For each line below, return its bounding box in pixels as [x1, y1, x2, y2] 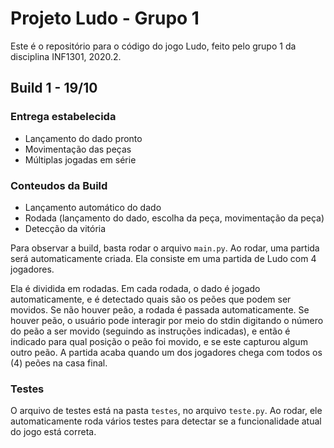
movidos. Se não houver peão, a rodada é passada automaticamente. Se [10, 303, 310, 316]
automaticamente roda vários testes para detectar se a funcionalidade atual [10, 415, 322, 427]
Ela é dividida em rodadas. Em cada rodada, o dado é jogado [10, 282, 261, 294]
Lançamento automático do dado [24, 201, 162, 213]
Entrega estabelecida [10, 110, 117, 124]
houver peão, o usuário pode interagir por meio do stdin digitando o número [10, 314, 324, 326]
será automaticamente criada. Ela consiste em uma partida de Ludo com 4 [10, 252, 317, 264]
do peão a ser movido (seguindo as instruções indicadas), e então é [10, 325, 291, 337]
